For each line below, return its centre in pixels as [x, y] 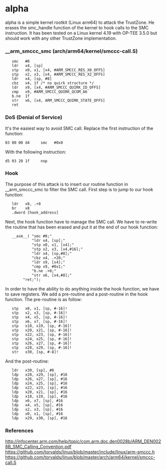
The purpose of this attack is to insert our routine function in [67, 184]
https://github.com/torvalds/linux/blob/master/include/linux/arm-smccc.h [80, 452]
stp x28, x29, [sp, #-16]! [42, 348]
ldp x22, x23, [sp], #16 [40, 388]
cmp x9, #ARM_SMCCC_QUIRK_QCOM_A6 [50, 92]
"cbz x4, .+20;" [48, 258]
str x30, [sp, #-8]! [35, 352]
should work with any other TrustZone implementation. [61, 38]
